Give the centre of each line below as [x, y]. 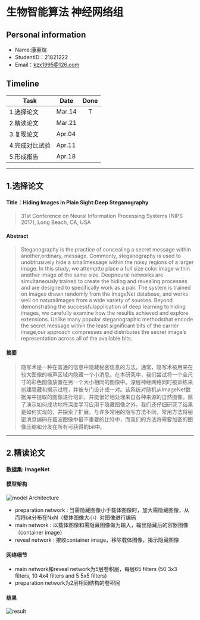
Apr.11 [66, 145]
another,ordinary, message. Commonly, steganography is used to [101, 256]
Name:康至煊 [31, 50]
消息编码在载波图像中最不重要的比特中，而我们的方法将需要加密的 [107, 419]
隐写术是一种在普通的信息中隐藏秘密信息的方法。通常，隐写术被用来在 [107, 367]
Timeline [23, 84]
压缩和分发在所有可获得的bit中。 [66, 426]
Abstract [17, 236]
